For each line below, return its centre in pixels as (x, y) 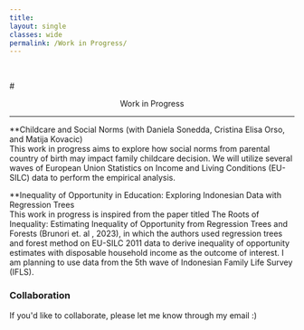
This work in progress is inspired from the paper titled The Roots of (134, 214)
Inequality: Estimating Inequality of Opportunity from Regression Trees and (148, 224)
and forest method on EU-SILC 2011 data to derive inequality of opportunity (150, 243)
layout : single (38, 26)
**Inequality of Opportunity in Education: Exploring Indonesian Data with (146, 195)
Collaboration (40, 296)
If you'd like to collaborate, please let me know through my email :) (133, 315)
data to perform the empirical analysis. (104, 178)
